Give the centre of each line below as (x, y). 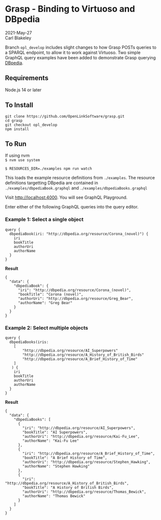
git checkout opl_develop (31, 125)
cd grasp (14, 121)
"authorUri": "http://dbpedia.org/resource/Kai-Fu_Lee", (81, 436)
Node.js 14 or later (23, 90)
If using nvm (17, 156)
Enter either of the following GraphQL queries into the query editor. (72, 207)
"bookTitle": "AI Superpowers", (55, 432)
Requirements (27, 78)
